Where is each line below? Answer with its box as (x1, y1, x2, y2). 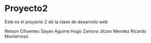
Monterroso (4, 33, 29, 39)
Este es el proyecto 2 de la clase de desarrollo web (4, 19, 108, 25)
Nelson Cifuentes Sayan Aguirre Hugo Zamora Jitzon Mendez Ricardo (4, 28, 147, 34)
